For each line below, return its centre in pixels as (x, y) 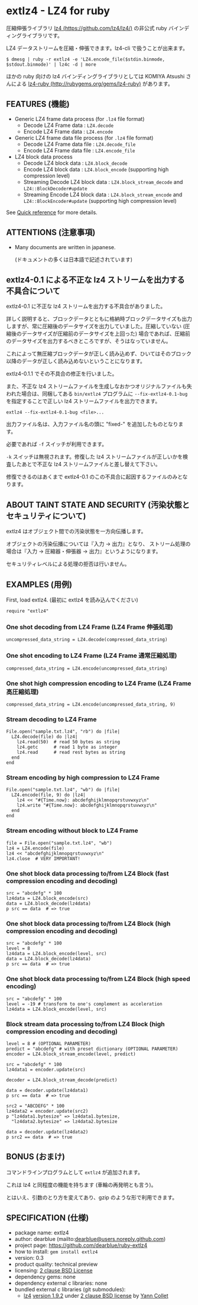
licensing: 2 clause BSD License (53, 1270)
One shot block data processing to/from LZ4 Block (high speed (98, 979)
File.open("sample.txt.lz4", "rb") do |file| (63, 732)
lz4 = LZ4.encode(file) (35, 848)
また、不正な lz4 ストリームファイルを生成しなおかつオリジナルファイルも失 (99, 386)
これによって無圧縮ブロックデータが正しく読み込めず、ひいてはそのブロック (99, 354)
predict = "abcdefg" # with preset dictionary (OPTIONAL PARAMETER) (92, 1049)
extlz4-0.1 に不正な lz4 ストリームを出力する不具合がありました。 (86, 306)
